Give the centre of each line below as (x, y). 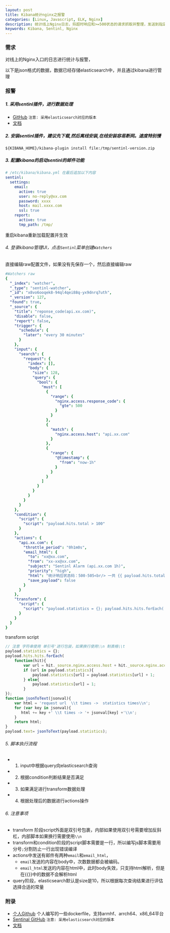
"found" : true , (26, 302)
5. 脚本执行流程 (21, 743)
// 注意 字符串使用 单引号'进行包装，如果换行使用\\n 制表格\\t (65, 647)
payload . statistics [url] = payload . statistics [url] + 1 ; (94, 675)
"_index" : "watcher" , (33, 283)
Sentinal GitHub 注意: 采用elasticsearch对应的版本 (63, 919)
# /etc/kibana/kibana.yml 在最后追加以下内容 (51, 173)
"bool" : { (47, 383)
